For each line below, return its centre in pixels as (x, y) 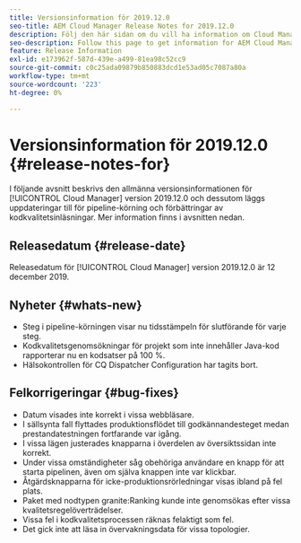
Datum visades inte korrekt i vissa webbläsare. (108, 415)
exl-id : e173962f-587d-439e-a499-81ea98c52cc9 (98, 59)
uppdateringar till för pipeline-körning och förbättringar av (116, 208)
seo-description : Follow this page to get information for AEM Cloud (142, 43)
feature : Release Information (66, 51)
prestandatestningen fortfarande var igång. (102, 434)
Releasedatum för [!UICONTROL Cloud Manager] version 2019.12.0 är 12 (142, 267)
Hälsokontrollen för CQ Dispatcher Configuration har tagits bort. (140, 365)
